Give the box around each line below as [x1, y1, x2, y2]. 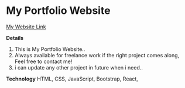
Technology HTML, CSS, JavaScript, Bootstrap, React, [6, 75, 139, 82]
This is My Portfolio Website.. [14, 45, 85, 53]
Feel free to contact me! [14, 58, 73, 65]
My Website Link [6, 23, 46, 30]
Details [6, 34, 24, 41]
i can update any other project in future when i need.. [14, 64, 143, 71]
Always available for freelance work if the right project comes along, [14, 52, 180, 58]
